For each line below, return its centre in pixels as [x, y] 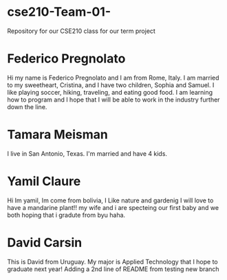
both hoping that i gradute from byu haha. [66, 215]
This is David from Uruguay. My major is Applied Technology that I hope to [112, 261]
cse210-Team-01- [59, 12]
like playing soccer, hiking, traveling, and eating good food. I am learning [110, 92]
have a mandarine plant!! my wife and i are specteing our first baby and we [113, 207]
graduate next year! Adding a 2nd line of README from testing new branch [113, 269]
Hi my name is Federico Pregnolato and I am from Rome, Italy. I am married [113, 78]
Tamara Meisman [57, 135]
